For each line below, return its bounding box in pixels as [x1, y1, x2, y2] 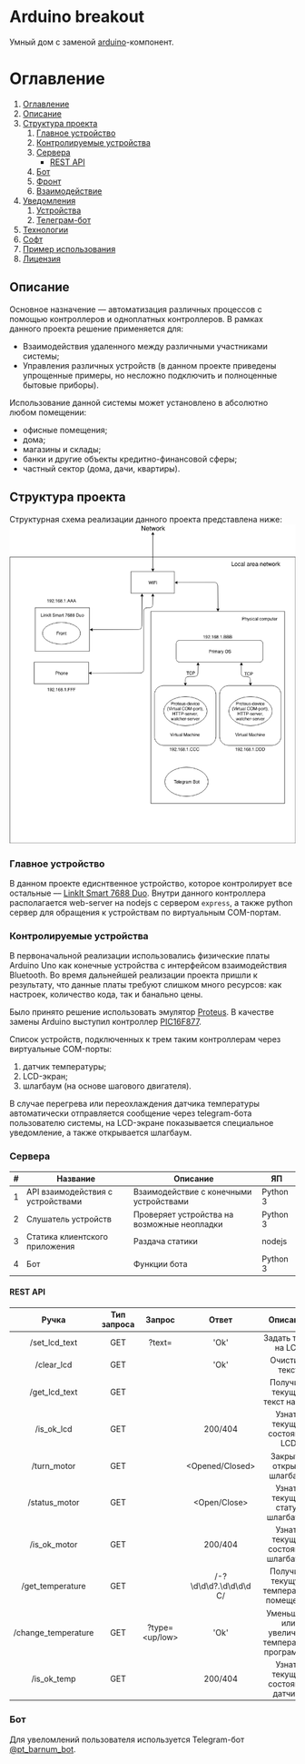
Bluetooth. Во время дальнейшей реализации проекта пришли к [9, 969, 258, 980]
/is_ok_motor [29, 1538, 78, 1549]
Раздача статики [133, 1236, 198, 1247]
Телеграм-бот [35, 214, 92, 225]
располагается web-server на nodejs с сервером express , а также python [9, 897, 293, 908]
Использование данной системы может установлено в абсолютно [9, 397, 269, 408]
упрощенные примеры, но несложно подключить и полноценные [22, 370, 278, 380]
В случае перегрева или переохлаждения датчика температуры [9, 1099, 261, 1110]
